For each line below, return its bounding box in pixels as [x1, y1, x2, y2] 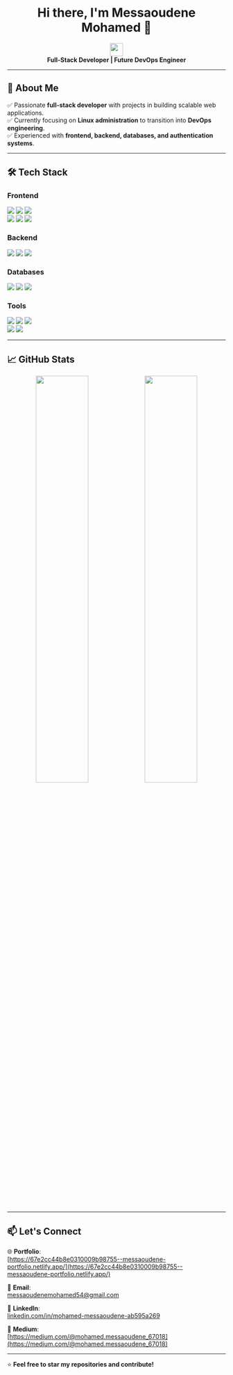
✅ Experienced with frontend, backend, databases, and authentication [7, 131, 214, 140]
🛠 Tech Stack [7, 167, 68, 179]
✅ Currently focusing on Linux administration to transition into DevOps [7, 116, 212, 124]
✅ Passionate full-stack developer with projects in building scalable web [7, 101, 216, 109]
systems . [7, 139, 35, 147]
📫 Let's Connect [7, 1225, 82, 1237]
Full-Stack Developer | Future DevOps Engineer [46, 56, 187, 64]
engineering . [7, 124, 45, 132]
